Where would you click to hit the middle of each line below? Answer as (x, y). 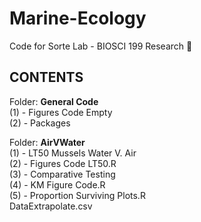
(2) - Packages (40, 123)
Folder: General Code (54, 101)
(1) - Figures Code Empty (61, 112)
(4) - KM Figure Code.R (57, 184)
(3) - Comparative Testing (62, 174)
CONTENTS (46, 77)
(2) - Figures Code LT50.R (63, 163)
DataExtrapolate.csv (51, 206)
